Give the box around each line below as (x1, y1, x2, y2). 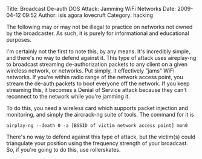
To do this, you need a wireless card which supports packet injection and (6, 105, 189, 111)
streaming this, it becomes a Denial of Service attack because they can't (6, 86, 187, 93)
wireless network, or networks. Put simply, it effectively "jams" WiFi (6, 67, 175, 74)
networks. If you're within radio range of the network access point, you (6, 74, 183, 80)
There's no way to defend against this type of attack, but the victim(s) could (6, 133, 195, 140)
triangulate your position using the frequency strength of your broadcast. (6, 140, 189, 147)
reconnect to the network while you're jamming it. (6, 93, 130, 100)
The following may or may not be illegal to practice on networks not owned (6, 24, 193, 30)
